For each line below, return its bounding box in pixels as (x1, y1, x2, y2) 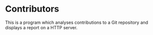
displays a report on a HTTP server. (5, 24, 78, 30)
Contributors (5, 3, 59, 15)
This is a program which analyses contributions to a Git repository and (5, 19, 149, 25)
